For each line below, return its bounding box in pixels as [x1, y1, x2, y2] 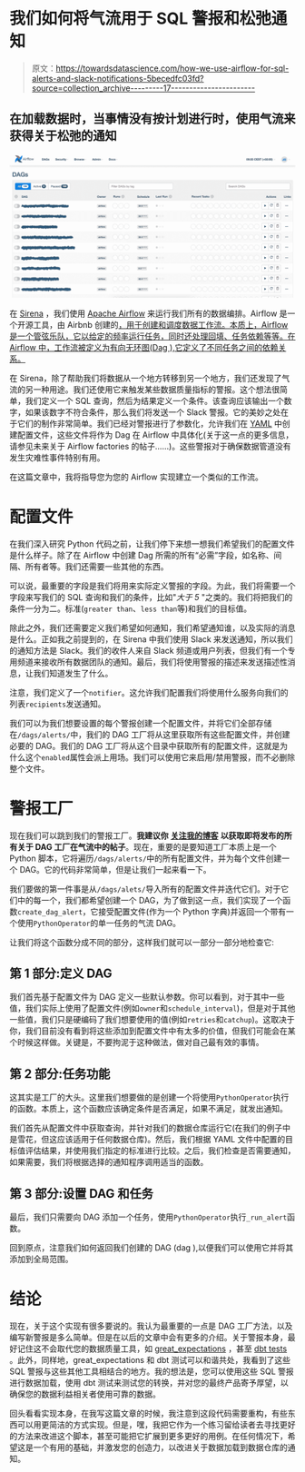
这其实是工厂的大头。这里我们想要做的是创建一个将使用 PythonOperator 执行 [9, 1092, 290, 1103]
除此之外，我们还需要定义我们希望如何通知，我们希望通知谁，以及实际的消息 [9, 622, 296, 633]
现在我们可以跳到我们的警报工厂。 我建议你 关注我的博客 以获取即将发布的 [9, 830, 284, 841]
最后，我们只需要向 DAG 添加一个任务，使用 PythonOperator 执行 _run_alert [9, 1211, 288, 1222]
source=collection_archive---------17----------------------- [31, 83, 256, 94]
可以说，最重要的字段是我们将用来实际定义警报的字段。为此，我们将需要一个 [9, 580, 296, 591]
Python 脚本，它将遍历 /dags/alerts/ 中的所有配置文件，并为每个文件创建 [9, 853, 282, 864]
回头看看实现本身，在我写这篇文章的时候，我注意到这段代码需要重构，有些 [9, 1408, 288, 1418]
